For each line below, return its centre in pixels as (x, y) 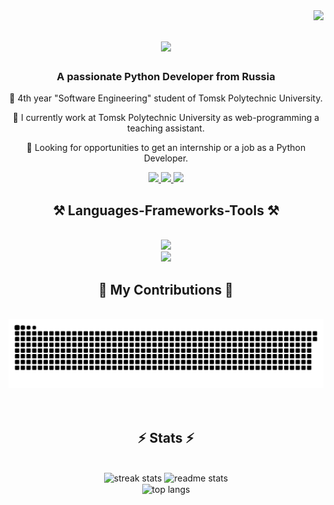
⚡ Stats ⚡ (166, 438)
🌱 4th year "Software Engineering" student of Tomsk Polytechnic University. (166, 98)
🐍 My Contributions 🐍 (166, 289)
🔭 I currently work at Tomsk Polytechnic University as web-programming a (166, 118)
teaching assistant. (166, 128)
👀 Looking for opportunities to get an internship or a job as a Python (166, 148)
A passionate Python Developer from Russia (166, 77)
